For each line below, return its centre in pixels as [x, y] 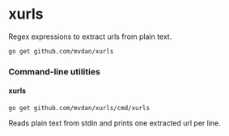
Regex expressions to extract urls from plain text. [90, 36]
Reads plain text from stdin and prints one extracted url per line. [114, 123]
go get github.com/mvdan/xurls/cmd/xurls [79, 108]
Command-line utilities [55, 71]
